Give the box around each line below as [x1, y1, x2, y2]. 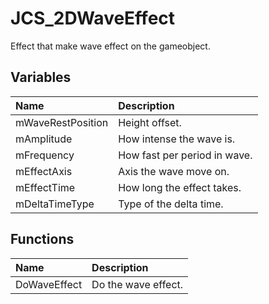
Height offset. [118, 115, 182, 129]
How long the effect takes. [118, 180, 242, 194]
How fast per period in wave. [118, 148, 253, 162]
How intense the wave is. [118, 132, 236, 146]
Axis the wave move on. [118, 164, 230, 178]
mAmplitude [15, 132, 73, 146]
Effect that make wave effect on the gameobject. [10, 40, 211, 52]
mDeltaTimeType [15, 197, 95, 211]
